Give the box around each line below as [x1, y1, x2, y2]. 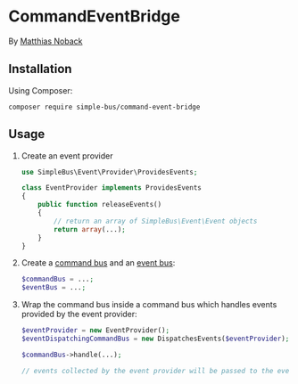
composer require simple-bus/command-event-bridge [8, 102, 201, 111]
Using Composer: [8, 85, 73, 95]
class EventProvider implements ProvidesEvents [21, 184, 202, 192]
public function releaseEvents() [37, 200, 162, 209]
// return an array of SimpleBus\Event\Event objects [54, 217, 258, 225]
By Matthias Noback [8, 36, 83, 46]
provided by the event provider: [21, 309, 137, 320]
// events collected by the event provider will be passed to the [21, 366, 274, 375]
